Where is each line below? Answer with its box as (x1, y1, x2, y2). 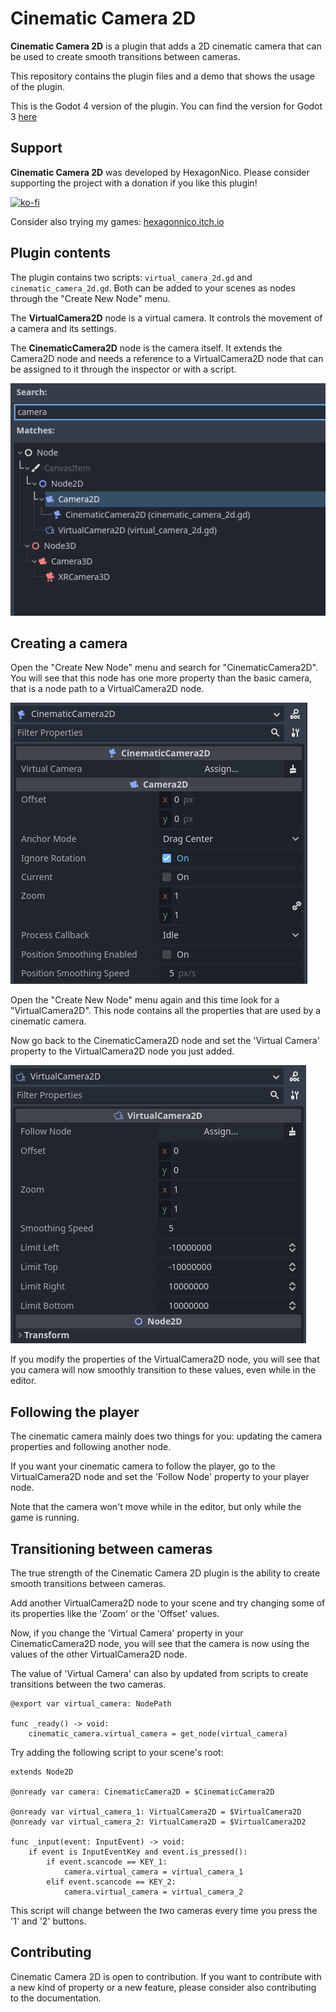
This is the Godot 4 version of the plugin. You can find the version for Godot (10, 100, 323, 112)
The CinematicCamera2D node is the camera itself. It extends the (10, 342, 283, 354)
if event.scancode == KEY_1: (46, 1857, 168, 1867)
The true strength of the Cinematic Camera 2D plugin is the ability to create (10, 1567, 321, 1579)
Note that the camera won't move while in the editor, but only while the (10, 1501, 302, 1513)
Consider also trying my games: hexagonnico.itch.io (10, 215, 225, 227)
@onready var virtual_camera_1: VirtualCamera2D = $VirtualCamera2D (10, 1807, 302, 1817)
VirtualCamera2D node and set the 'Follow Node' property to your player (10, 1471, 310, 1483)
